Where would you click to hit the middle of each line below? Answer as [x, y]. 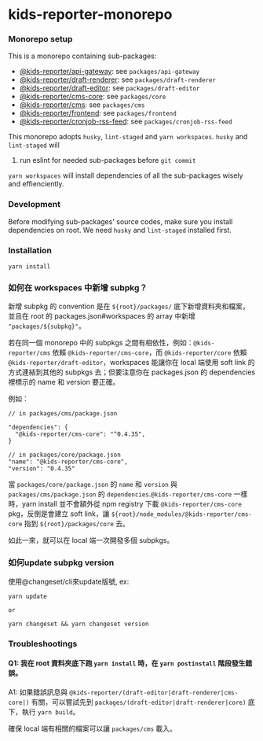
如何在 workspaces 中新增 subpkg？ [78, 288]
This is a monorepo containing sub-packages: [82, 56]
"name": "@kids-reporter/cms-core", [68, 462]
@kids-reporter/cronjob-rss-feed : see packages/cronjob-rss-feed [126, 122]
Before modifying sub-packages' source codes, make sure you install [121, 221]
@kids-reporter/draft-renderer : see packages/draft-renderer [118, 79]
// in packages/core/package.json [65, 455]
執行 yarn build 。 [51, 712]
